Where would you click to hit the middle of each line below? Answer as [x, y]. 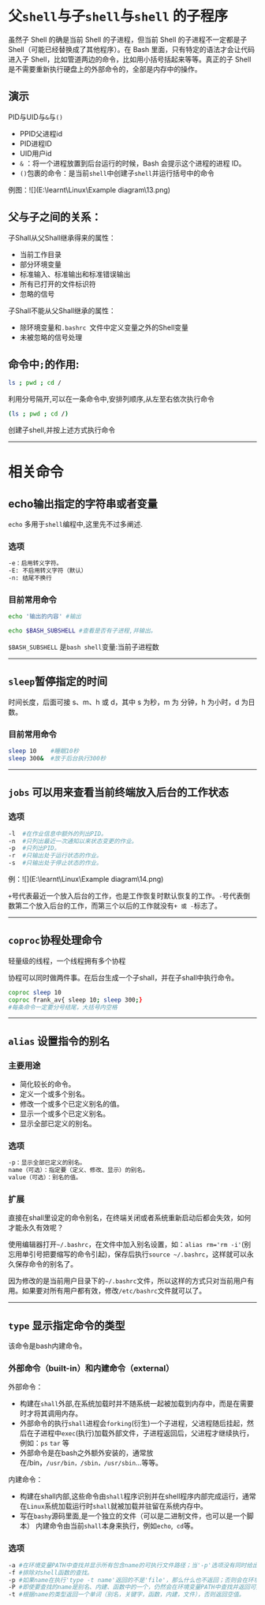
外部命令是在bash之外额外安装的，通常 [83, 1453]
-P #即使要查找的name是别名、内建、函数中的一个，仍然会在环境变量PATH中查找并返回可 [132, 1587]
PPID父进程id [41, 133]
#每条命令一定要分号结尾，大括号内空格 [63, 1007]
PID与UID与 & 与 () [35, 117]
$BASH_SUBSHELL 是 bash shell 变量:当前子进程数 [84, 647]
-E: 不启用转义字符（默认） [48, 571]
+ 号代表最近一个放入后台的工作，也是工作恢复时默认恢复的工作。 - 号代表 [126, 896]
